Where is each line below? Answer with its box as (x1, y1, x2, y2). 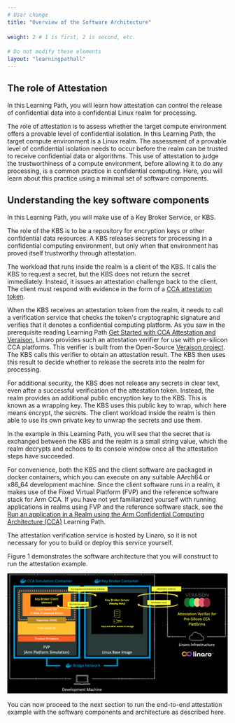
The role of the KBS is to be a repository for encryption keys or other (7, 226, 205, 234)
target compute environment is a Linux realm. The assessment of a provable (7, 136, 227, 145)
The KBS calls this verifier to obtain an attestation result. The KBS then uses (7, 350, 226, 358)
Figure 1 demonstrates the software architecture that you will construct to (7, 552, 219, 560)
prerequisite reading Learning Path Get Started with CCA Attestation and (7, 328, 216, 336)
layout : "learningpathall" (7, 56, 86, 63)
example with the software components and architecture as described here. (7, 708, 226, 716)
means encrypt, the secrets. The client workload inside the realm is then (7, 408, 215, 416)
